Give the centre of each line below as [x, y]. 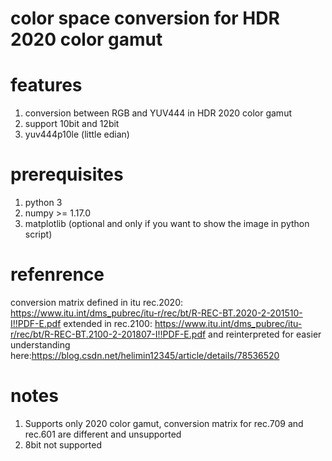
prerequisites [67, 174]
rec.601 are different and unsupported [103, 434]
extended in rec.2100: [108, 323]
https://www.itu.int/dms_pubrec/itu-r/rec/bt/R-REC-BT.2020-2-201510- [156, 313]
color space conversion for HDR [145, 18]
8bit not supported [63, 444]
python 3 [43, 203]
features [46, 85]
